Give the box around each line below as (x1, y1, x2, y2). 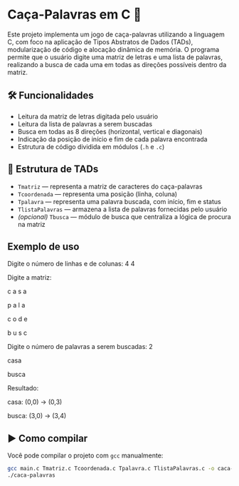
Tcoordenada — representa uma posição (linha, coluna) (17, 189, 178, 198)
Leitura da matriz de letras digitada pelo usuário (17, 112, 159, 121)
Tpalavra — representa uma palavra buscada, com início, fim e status (17, 197, 222, 206)
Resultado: (7, 384, 39, 393)
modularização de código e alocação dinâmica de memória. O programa (7, 45, 220, 54)
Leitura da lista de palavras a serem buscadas (17, 119, 153, 128)
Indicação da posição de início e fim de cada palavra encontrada (17, 135, 208, 143)
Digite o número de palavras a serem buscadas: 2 (7, 343, 153, 351)
